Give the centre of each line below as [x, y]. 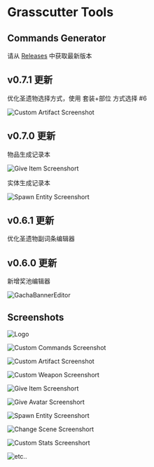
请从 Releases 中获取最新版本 [50, 56]
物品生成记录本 [29, 154]
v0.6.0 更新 [32, 263]
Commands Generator [57, 38]
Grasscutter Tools [61, 12]
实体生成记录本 [29, 182]
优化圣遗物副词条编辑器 [41, 238]
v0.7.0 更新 [31, 136]
